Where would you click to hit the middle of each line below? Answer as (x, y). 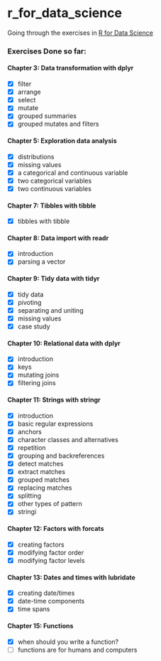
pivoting (29, 302)
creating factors (41, 544)
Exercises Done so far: (47, 51)
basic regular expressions (55, 424)
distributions (36, 156)
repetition (32, 447)
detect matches (40, 464)
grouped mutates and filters (58, 124)
